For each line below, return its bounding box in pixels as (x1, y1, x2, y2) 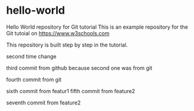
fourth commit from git (6, 76, 61, 83)
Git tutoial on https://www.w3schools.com (6, 29, 110, 36)
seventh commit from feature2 (6, 99, 81, 106)
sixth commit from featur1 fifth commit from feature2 (6, 87, 136, 94)
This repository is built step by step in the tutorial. (6, 41, 128, 48)
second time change (6, 53, 57, 60)
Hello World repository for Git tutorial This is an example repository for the (6, 23, 189, 30)
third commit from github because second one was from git (6, 64, 153, 72)
